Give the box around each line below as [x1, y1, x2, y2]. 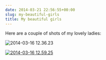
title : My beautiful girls [5, 16, 62, 21]
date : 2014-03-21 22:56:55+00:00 [5, 7, 75, 12]
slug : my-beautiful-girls [5, 12, 59, 17]
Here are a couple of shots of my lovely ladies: [5, 30, 101, 36]
